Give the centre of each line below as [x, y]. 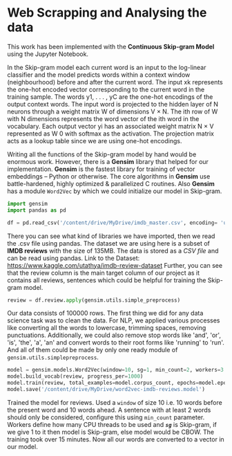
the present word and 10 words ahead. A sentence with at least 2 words [109, 410]
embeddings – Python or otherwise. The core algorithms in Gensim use [109, 176]
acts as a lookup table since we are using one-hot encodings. [95, 140]
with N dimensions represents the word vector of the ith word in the [103, 118]
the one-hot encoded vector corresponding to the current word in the [106, 89]
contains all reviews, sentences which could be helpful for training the [107, 280]
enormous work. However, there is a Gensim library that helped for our [108, 161]
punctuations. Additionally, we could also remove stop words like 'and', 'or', [114, 335]
